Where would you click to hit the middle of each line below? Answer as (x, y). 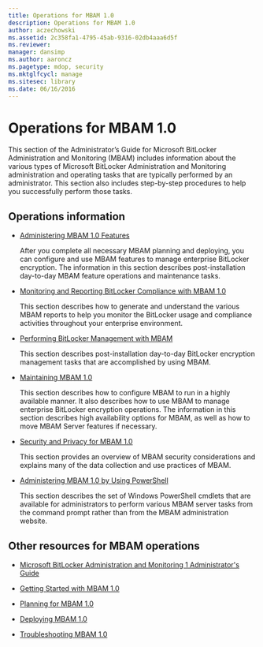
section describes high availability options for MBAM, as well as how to (135, 418)
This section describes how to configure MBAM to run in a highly (125, 393)
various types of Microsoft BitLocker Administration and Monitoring (117, 166)
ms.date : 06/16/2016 (42, 89)
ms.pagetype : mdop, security (56, 67)
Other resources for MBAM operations (104, 546)
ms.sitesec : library (42, 81)
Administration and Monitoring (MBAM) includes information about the (122, 158)
